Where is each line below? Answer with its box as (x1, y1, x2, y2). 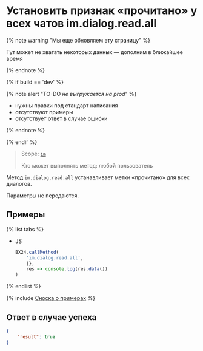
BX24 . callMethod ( (15, 249, 59, 255)
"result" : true (17, 333, 56, 340)
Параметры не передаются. (6, 192, 79, 199)
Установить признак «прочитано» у (6, 4, 198, 18)
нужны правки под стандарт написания (15, 101, 118, 109)
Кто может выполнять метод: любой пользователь (21, 162, 153, 169)
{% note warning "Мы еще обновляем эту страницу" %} (6, 36, 150, 44)
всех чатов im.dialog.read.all (6, 16, 157, 30)
